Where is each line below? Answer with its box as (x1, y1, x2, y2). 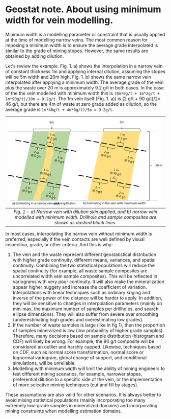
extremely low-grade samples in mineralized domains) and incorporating (5, 403, 158, 409)
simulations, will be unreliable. (12, 360, 76, 366)
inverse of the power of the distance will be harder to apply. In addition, (12, 295, 163, 301)
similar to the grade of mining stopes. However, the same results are (5, 48, 149, 54)
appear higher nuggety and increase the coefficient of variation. (12, 284, 148, 290)
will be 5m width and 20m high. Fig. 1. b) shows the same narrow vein (5, 74, 152, 80)
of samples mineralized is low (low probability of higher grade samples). (12, 328, 164, 334)
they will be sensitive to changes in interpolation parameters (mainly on (12, 300, 162, 307)
